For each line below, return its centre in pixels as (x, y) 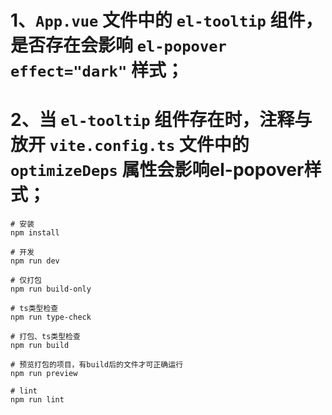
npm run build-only (51, 289)
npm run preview (44, 374)
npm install (35, 233)
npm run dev (35, 261)
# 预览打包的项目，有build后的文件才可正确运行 (97, 365)
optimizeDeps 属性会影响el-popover (157, 170)
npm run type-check (51, 317)
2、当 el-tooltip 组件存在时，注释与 (161, 120)
